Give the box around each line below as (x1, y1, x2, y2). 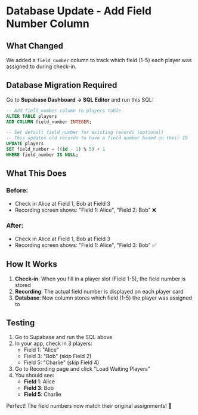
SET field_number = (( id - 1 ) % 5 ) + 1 (6, 147, 106, 152)
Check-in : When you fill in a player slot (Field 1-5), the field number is (14, 275, 186, 282)
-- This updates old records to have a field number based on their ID (6, 135, 188, 141)
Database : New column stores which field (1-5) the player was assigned (14, 294, 193, 301)
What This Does (6, 169, 67, 179)
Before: (6, 187, 29, 195)
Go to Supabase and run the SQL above (14, 334, 113, 341)
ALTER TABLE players (6, 113, 58, 119)
